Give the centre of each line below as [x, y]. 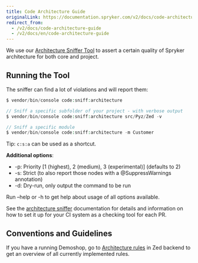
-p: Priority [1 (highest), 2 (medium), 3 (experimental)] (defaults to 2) [98, 167]
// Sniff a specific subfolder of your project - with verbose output [95, 111]
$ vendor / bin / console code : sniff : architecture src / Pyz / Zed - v [84, 116]
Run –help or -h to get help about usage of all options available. [83, 197]
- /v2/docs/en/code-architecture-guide [60, 34]
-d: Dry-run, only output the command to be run [73, 186]
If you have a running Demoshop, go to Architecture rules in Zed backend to [98, 248]
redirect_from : [25, 22]
